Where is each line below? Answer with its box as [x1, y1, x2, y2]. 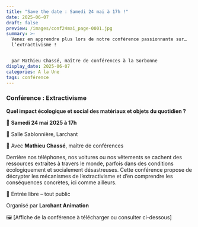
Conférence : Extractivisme [6, 94, 87, 102]
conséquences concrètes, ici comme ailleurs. [6, 179, 117, 186]
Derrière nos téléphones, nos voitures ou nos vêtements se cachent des [6, 153, 183, 160]
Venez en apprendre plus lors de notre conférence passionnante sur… [11, 36, 187, 42]
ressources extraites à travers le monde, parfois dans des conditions [6, 160, 174, 167]
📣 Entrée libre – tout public [6, 190, 71, 197]
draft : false [6, 20, 39, 26]
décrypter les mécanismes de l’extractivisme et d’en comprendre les [6, 172, 173, 179]
